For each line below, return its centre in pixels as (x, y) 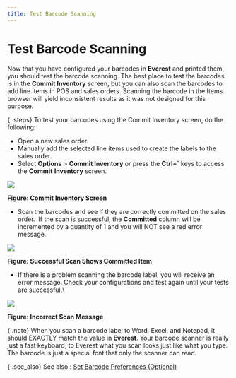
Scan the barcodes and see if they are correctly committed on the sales (122, 211)
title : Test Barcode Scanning (52, 14)
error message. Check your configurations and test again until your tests (123, 282)
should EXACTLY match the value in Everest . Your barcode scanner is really (118, 338)
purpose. (20, 106)
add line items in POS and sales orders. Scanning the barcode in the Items (115, 91)
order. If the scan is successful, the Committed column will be (109, 219)
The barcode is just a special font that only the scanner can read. (102, 353)
